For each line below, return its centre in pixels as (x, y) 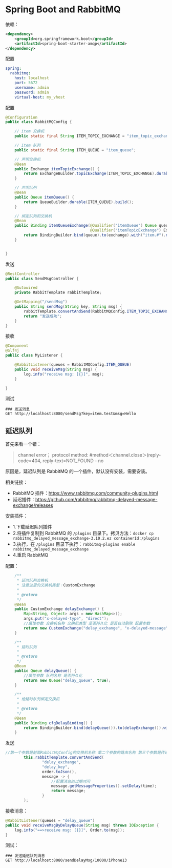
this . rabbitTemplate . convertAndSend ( (64, 758)
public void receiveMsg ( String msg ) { (56, 369)
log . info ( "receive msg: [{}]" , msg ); (64, 374)
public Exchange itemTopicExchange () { (57, 169)
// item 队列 (28, 145)
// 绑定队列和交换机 (33, 216)
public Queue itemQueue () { (44, 197)
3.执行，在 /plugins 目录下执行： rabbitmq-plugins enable (74, 544)
